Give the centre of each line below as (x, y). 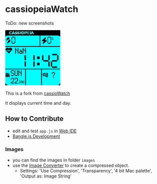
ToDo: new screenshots (29, 23)
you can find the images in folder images (54, 160)
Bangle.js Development (36, 136)
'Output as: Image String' (45, 176)
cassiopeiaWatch (42, 9)
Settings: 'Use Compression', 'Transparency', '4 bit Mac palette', (86, 171)
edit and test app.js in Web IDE (44, 131)
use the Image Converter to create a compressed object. (71, 165)
